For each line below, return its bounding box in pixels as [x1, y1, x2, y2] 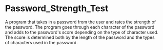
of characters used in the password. [5, 39, 78, 45]
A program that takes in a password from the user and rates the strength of [5, 19, 156, 25]
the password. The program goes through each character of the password [5, 24, 155, 30]
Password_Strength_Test [5, 3, 108, 14]
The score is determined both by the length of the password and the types [5, 34, 155, 40]
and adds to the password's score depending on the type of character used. [5, 29, 159, 35]
